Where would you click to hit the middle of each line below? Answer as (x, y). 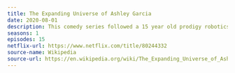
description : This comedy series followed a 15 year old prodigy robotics (119, 26)
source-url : (24, 59)
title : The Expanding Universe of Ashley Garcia (79, 14)
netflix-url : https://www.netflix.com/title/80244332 (87, 46)
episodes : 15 (26, 40)
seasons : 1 (23, 33)
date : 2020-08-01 (33, 20)
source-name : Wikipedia (42, 53)
